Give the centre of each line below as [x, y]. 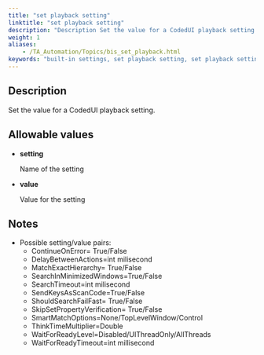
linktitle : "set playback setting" [66, 23]
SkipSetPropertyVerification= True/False [97, 309]
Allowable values [51, 135]
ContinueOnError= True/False [79, 251]
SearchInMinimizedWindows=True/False [97, 276]
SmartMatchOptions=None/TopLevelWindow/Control [117, 318]
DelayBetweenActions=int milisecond [92, 259]
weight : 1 [24, 37]
